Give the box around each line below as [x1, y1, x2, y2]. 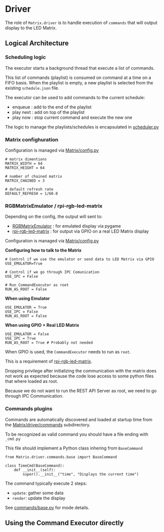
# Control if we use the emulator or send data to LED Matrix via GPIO [5, 257, 154, 262]
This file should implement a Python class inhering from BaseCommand [5, 445, 143, 451]
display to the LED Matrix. [5, 25, 57, 30]
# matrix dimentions [5, 157, 47, 161]
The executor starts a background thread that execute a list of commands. [5, 65, 155, 71]
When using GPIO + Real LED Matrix [5, 322, 79, 328]
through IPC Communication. [5, 393, 64, 399]
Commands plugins [5, 405, 53, 412]
